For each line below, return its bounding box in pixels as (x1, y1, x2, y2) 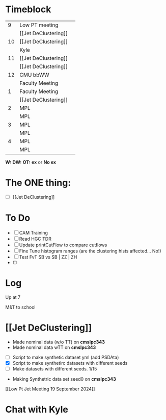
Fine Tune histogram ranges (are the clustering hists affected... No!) (19, 248, 161, 254)
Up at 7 (5, 294, 21, 300)
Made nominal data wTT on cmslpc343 (12, 344, 96, 351)
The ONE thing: (5, 177, 71, 189)
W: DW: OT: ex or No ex (5, 159, 56, 165)
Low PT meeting (19, 21, 59, 29)
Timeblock (5, 4, 51, 15)
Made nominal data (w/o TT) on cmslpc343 (12, 339, 105, 345)
